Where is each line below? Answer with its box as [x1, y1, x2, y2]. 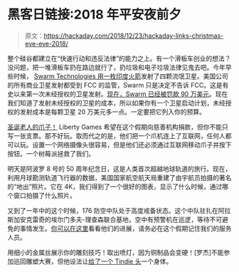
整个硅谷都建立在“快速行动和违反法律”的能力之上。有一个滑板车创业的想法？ [7, 54, 231, 63]
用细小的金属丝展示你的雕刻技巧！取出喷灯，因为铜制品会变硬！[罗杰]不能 [7, 248, 224, 256]
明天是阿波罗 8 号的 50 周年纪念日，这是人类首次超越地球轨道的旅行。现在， [7, 164, 232, 173]
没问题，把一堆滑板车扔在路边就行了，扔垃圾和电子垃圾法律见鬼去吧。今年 [7, 63, 225, 71]
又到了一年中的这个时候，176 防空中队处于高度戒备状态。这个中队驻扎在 [7, 206, 219, 214]
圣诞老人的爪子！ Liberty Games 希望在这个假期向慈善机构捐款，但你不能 [7, 122, 223, 131]
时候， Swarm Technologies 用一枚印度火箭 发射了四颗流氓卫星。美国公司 [13, 72, 229, 80]
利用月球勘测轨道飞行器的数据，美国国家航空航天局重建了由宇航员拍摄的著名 [7, 173, 232, 182]
